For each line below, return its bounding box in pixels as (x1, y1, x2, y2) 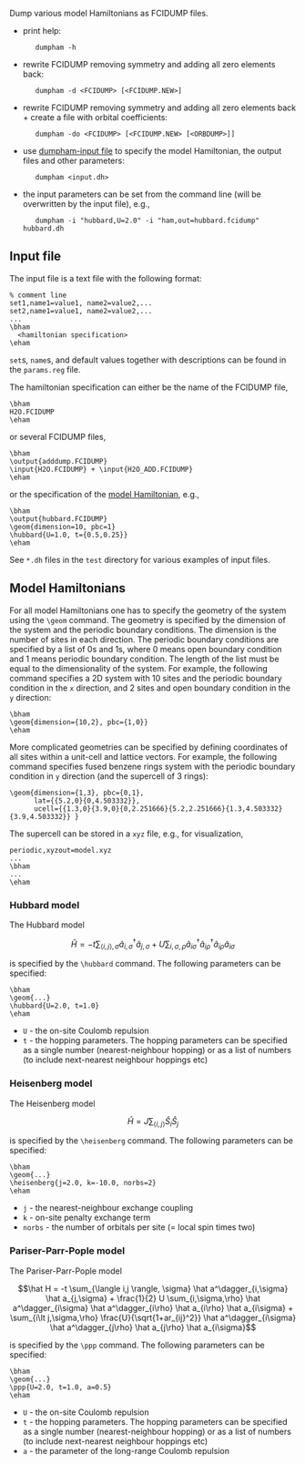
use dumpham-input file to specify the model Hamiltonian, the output (22, 146, 282, 156)
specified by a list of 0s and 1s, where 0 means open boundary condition (9, 643, 282, 654)
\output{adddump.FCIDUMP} (9, 456, 107, 466)
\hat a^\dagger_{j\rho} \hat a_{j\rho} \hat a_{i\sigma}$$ (49, 1321, 257, 1333)
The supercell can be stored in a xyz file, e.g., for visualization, (9, 828, 244, 839)
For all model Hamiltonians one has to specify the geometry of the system (9, 605, 287, 616)
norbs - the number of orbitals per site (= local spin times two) (22, 1222, 256, 1233)
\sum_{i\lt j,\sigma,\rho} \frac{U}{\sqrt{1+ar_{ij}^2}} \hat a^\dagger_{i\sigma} (9, 1312, 297, 1323)
